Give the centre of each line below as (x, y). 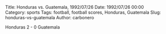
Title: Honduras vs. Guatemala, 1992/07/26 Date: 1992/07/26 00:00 (74, 7)
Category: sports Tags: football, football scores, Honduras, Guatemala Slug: (83, 12)
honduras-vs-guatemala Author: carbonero (49, 17)
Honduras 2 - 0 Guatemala (32, 27)
